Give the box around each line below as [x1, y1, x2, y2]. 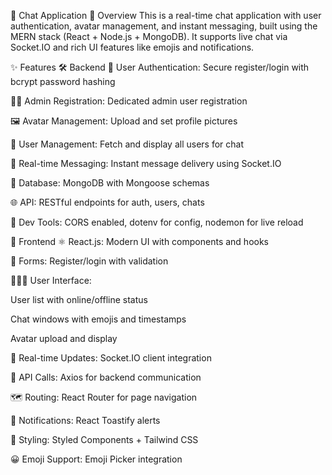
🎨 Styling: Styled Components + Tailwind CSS [10, 434, 199, 445]
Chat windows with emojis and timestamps [10, 313, 187, 325]
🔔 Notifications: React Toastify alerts [10, 415, 161, 426]
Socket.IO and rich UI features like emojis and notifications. [10, 41, 255, 53]
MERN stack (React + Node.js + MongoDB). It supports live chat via [10, 31, 288, 42]
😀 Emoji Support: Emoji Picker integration [10, 453, 183, 465]
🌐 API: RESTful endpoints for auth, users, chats [10, 196, 205, 208]
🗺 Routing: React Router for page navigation [10, 391, 198, 403]
